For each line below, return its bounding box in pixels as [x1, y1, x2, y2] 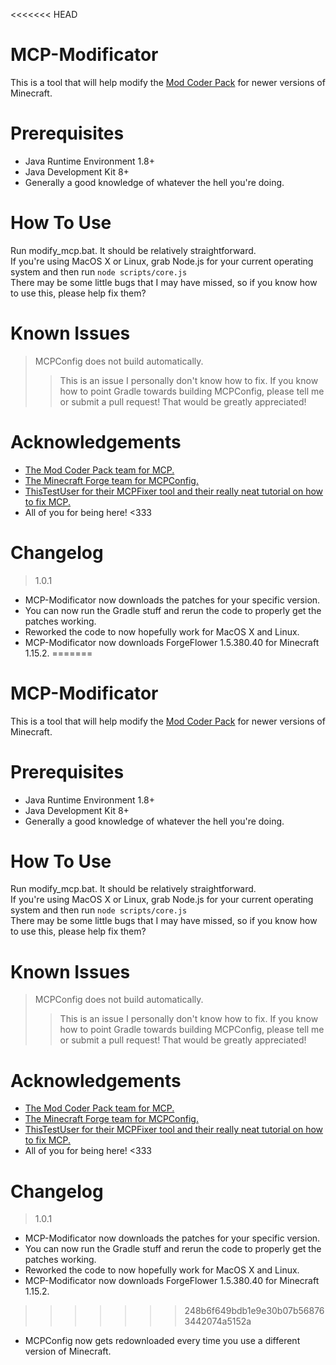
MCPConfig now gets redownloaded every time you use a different [24, 1335, 301, 1347]
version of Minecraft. [24, 1345, 112, 1358]
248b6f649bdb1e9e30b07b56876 [184, 1305, 325, 1317]
